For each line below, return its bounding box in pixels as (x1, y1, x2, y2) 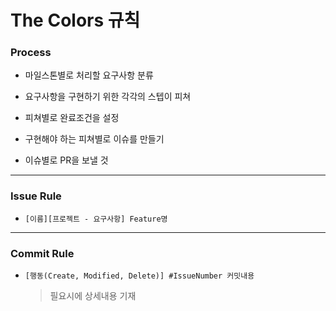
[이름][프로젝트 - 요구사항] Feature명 (24, 214, 168, 224)
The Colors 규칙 (10, 9, 141, 32)
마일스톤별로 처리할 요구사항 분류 (24, 69, 154, 81)
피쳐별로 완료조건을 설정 (24, 112, 120, 124)
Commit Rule (10, 246, 75, 260)
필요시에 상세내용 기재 (49, 290, 137, 302)
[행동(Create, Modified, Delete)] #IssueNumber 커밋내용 (24, 271, 255, 281)
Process (10, 46, 52, 60)
